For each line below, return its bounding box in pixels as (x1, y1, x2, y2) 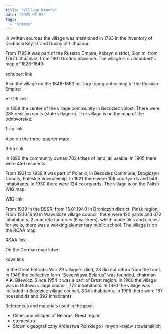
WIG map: (5, 186, 26, 192)
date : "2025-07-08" (5, 12, 46, 17)
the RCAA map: (5, 227, 37, 233)
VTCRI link (5, 96, 27, 102)
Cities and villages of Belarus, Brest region (12, 313, 101, 319)
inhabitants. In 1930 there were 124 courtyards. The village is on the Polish (5, 181, 159, 187)
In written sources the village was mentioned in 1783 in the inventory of (5, 35, 153, 41)
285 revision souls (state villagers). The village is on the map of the (5, 111, 144, 117)
